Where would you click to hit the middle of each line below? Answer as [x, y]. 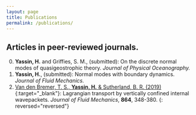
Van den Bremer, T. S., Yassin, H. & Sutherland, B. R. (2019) [88, 87]
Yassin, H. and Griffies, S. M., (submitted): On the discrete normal [96, 62]
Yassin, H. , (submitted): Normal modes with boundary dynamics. [95, 74]
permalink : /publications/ [40, 23]
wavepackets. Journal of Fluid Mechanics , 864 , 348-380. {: [89, 100]
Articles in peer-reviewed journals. [72, 47]
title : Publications [32, 17]
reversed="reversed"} [42, 106]
